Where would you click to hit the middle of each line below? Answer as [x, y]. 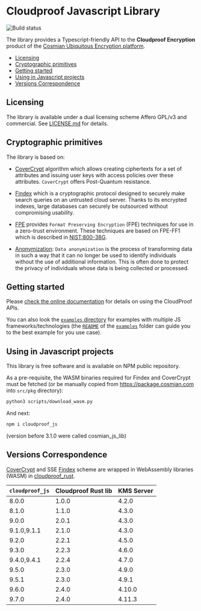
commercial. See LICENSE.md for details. [57, 123]
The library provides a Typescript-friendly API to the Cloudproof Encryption [101, 39]
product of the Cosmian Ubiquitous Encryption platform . [76, 46]
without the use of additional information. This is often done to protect [102, 262]
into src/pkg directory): [35, 390]
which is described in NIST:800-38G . [61, 237]
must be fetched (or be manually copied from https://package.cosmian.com [100, 384]
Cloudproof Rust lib [84, 491]
